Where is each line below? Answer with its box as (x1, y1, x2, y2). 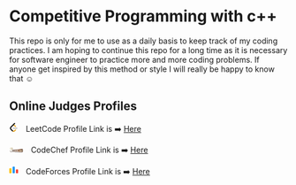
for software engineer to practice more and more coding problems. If (9, 54, 260, 65)
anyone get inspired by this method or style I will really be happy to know (9, 64, 276, 74)
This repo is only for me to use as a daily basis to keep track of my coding (9, 35, 278, 46)
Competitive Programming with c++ (9, 6, 277, 27)
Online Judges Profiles (9, 99, 137, 114)
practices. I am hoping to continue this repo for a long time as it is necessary (9, 44, 288, 55)
